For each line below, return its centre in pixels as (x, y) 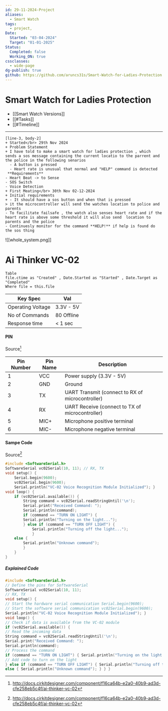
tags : (11, 24)
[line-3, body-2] (23, 138)
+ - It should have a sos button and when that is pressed (68, 200)
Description (112, 364)
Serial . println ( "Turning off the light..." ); (80, 529)
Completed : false (28, 52)
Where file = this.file (30, 286)
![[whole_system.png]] (28, 240)
